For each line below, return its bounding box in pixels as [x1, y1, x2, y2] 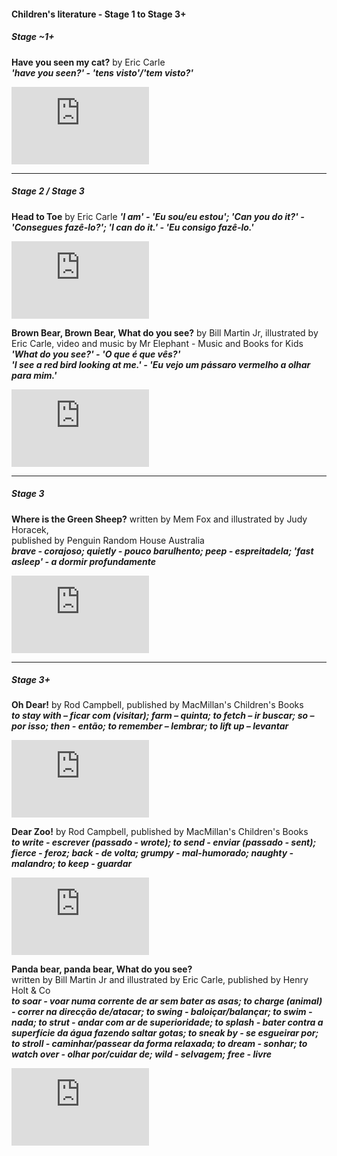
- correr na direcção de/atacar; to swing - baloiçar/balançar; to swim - [11, 1006, 313, 1018]
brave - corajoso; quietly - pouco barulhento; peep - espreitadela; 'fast [11, 545, 314, 557]
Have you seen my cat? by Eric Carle [11, 56, 166, 68]
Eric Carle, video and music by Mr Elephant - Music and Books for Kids [11, 337, 304, 349]
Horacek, [11, 523, 49, 535]
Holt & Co [11, 985, 51, 997]
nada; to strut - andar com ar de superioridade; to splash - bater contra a [11, 1016, 324, 1029]
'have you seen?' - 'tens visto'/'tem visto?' [11, 66, 194, 79]
